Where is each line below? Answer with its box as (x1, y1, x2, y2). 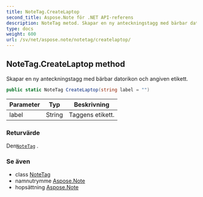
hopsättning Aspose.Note (14, 184, 79, 191)
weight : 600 (6, 31, 36, 37)
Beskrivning (74, 100, 110, 108)
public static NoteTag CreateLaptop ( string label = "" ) (6, 87, 150, 93)
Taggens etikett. (68, 110, 115, 119)
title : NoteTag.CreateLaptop (6, 8, 80, 15)
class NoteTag (14, 171, 51, 178)
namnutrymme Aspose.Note (14, 177, 86, 184)
